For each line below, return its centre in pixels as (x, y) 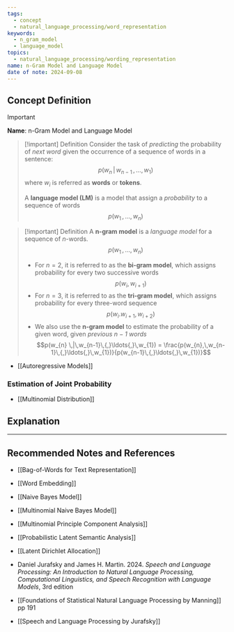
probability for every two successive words (96, 272)
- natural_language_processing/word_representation (90, 27)
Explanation (34, 421)
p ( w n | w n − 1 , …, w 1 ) (126, 171)
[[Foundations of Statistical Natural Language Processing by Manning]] (119, 601)
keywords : (22, 33)
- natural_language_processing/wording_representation (95, 59)
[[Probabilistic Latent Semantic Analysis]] (77, 538)
